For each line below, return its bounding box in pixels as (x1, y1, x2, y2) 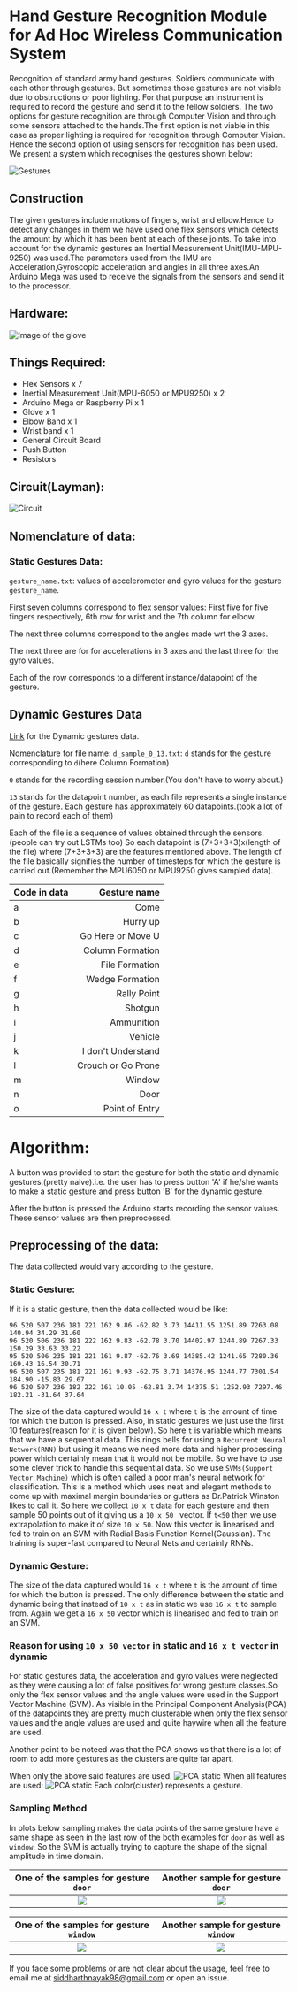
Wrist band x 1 (21, 426, 74, 436)
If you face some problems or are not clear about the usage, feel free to (9, 1963, 270, 1973)
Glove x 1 (21, 407, 56, 418)
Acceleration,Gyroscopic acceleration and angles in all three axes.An (9, 261, 260, 272)
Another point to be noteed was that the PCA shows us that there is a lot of (9, 1744, 282, 1755)
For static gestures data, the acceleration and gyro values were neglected (9, 1671, 278, 1681)
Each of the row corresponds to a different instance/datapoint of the (9, 672, 258, 682)
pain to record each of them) (9, 810, 114, 820)
